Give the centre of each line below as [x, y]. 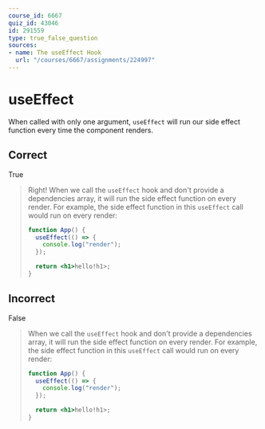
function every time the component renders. [81, 130]
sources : [23, 45]
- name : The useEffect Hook [55, 53]
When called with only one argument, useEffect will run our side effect [125, 121]
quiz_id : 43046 [34, 23]
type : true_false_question [53, 38]
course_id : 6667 [35, 16]
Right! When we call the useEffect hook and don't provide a [126, 190]
